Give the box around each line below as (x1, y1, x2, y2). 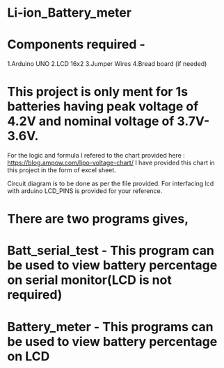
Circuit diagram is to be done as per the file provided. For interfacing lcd (7, 179, 214, 188)
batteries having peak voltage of (7, 99, 199, 115)
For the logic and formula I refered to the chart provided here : (7, 151, 186, 160)
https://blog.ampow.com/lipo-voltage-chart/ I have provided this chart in (7, 158, 216, 167)
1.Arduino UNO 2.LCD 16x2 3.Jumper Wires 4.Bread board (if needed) (7, 60, 207, 68)
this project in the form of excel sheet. (7, 166, 116, 174)
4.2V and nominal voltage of (7, 113, 175, 129)
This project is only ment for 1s (7, 84, 189, 100)
